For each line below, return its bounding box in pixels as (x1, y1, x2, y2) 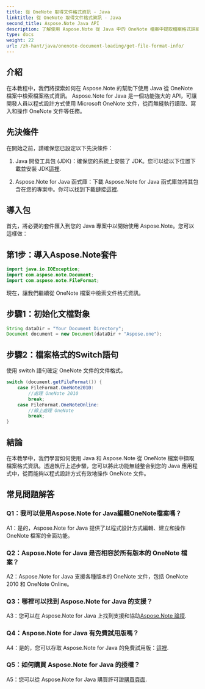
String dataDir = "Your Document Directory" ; (6, 325, 124, 331)
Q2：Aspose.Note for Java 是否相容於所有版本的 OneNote (6, 549, 180, 557)
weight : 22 (6, 37, 34, 43)
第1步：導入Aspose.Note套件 (6, 250, 117, 260)
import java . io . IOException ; (6, 266, 81, 272)
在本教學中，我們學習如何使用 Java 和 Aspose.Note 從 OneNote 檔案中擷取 (6, 454, 195, 461)
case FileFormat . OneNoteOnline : (17, 402, 99, 408)
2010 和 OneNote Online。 (6, 580, 73, 588)
